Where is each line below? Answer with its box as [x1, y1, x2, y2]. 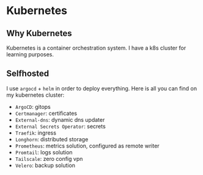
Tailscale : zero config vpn [15, 155, 83, 162]
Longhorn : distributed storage [15, 135, 89, 143]
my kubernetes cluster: [6, 91, 65, 99]
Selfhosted [6, 69, 50, 79]
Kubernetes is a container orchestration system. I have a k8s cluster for [6, 44, 186, 51]
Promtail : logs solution [15, 148, 73, 156]
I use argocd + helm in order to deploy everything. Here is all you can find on [6, 84, 197, 92]
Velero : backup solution [15, 162, 75, 169]
